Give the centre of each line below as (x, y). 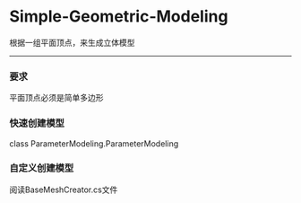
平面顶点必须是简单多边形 (56, 98)
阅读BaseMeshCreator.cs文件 (64, 190)
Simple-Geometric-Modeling (119, 17)
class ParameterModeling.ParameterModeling (94, 143)
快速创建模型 (37, 123)
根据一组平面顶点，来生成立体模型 (72, 42)
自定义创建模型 (42, 168)
